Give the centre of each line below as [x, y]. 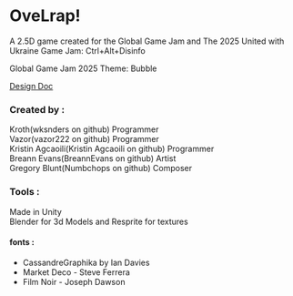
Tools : [25, 192]
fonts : [22, 242]
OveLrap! [45, 16]
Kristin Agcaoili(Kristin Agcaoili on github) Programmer [112, 149]
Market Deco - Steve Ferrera [76, 272]
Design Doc [31, 86]
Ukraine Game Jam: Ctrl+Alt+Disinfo [77, 50]
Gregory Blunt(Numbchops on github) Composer [101, 168]
